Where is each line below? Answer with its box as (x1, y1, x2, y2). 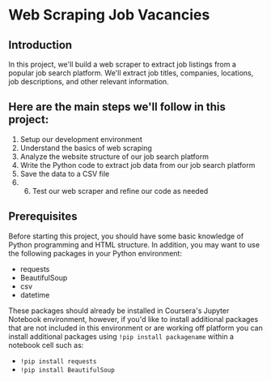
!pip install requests (19, 357, 97, 366)
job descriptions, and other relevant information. (8, 77, 170, 86)
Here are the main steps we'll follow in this (8, 100, 227, 114)
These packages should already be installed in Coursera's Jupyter (8, 306, 230, 315)
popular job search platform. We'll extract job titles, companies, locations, (8, 68, 254, 78)
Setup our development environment (19, 134, 143, 144)
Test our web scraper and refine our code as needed (32, 186, 209, 195)
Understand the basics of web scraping (19, 143, 152, 152)
